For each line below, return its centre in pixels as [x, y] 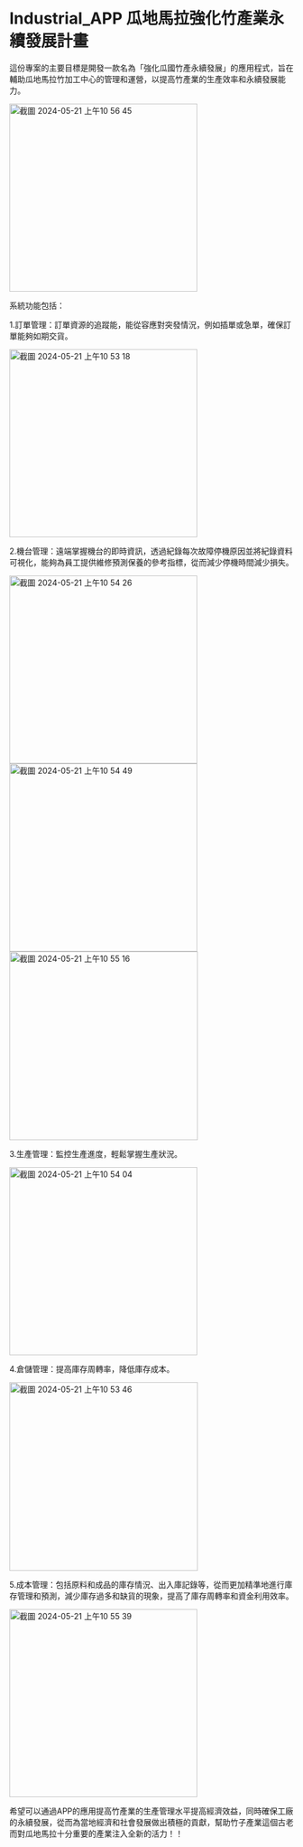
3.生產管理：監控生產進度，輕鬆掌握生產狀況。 [96, 1153]
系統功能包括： [37, 305]
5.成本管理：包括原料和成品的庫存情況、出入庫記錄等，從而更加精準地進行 [147, 1584]
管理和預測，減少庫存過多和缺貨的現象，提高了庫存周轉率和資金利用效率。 [155, 1596]
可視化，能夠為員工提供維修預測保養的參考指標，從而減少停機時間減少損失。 [151, 562]
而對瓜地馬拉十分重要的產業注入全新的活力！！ [96, 1833]
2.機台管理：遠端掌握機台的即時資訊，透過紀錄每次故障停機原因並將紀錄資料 [151, 551]
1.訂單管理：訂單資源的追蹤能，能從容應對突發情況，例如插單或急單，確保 [147, 324]
